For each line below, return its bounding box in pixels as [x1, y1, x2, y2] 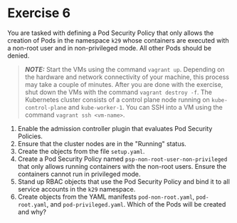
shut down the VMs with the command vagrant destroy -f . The [24, 88, 212, 96]
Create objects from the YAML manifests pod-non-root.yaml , [17, 192, 195, 201]
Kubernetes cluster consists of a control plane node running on [24, 95, 210, 104]
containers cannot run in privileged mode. [17, 170, 141, 178]
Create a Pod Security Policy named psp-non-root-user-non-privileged [17, 155, 228, 163]
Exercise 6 [7, 5, 71, 21]
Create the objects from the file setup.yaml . [17, 147, 145, 155]
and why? [17, 207, 46, 216]
